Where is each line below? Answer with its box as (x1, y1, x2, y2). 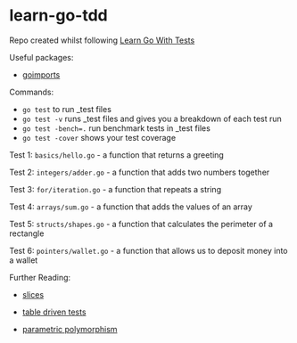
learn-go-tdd (9, 5, 109, 26)
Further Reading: (9, 272, 71, 282)
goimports (21, 69, 61, 80)
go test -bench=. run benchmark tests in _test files (21, 122, 211, 134)
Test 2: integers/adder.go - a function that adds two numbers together (9, 167, 270, 177)
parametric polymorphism (21, 323, 118, 334)
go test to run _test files (21, 103, 111, 114)
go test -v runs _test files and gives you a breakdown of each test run (21, 113, 283, 124)
